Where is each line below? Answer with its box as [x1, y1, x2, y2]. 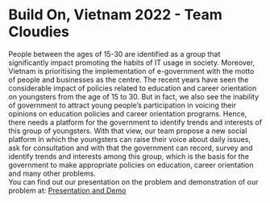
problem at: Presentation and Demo [8, 185, 127, 195]
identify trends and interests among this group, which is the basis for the [8, 151, 250, 161]
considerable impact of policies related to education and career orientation [8, 83, 257, 93]
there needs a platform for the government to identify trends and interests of [8, 117, 263, 127]
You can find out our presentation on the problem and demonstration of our [8, 177, 259, 186]
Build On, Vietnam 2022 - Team [8, 6, 223, 24]
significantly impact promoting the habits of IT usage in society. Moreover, [8, 58, 255, 67]
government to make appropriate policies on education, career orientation [8, 160, 254, 169]
